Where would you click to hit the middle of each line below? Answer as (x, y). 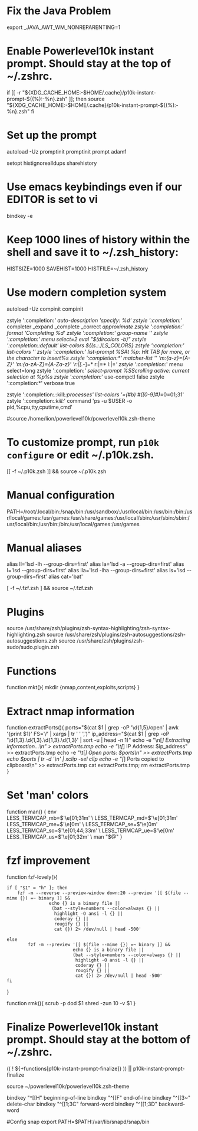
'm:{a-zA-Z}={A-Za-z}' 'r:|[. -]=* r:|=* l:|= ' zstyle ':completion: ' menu (99, 364)
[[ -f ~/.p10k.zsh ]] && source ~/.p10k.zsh (57, 471)
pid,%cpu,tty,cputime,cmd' (40, 407)
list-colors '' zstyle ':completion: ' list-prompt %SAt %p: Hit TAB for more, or (98, 351)
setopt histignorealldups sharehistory (52, 163)
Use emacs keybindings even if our (94, 187)
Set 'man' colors (48, 795)
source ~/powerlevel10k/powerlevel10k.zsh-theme (68, 1086)
